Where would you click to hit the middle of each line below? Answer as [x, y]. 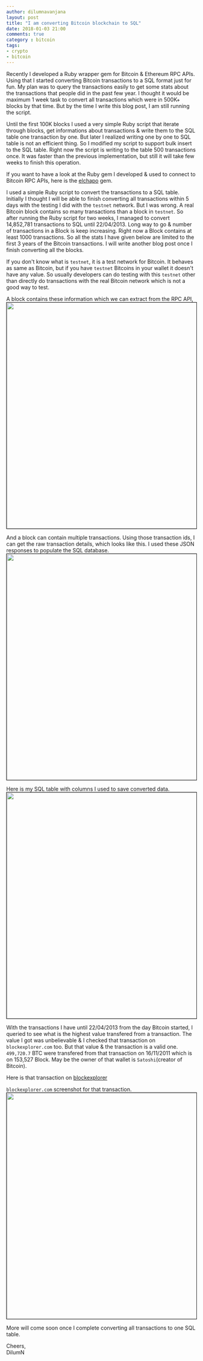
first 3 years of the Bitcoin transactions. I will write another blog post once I [99, 243]
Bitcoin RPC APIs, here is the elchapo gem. [59, 180]
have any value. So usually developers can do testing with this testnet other [101, 274]
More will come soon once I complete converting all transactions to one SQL [101, 1328]
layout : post [23, 17]
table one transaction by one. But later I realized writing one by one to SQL [98, 137]
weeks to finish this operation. [44, 162]
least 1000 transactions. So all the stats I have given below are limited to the [100, 237]
